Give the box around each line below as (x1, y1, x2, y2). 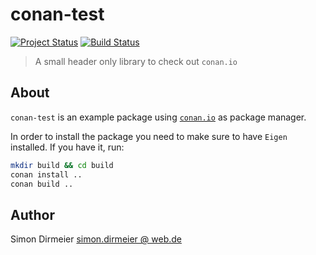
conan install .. (10, 169, 83, 180)
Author (10, 206, 55, 223)
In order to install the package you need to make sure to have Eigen (10, 130, 288, 142)
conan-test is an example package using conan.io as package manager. (10, 111, 307, 123)
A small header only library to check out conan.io (34, 55, 238, 67)
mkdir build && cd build (10, 160, 114, 170)
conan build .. (10, 179, 74, 189)
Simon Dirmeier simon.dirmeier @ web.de (10, 233, 182, 245)
